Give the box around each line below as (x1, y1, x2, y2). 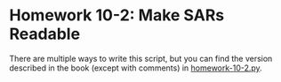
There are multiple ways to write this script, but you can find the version (9, 53, 273, 63)
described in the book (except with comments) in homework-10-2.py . (9, 63, 262, 73)
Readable (9, 24, 81, 44)
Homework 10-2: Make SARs (9, 5, 225, 26)
